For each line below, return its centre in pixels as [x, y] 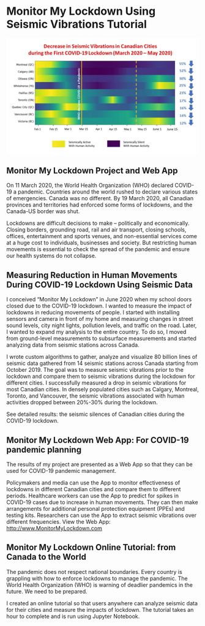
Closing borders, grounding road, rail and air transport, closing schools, [96, 230]
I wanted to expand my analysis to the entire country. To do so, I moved [96, 332]
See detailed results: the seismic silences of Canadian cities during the [95, 414]
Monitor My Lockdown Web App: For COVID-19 [98, 440]
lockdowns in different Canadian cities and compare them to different [94, 489]
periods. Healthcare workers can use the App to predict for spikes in [93, 496]
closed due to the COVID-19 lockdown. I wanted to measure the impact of [99, 306]
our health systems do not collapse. [51, 256]
